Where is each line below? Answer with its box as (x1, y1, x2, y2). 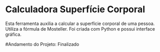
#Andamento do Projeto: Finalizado (5, 41, 79, 47)
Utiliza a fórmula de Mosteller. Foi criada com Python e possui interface (5, 25, 155, 32)
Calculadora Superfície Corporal (5, 4, 145, 15)
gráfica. (5, 31, 22, 37)
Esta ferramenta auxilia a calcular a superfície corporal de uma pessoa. (5, 20, 155, 27)
